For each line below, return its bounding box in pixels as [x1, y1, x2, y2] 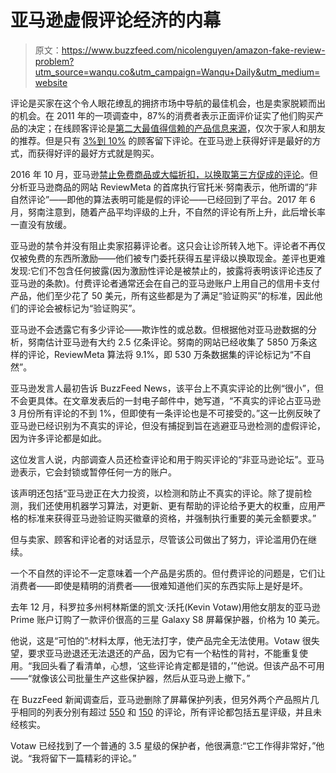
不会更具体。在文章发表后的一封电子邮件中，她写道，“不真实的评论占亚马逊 [10, 394, 322, 406]
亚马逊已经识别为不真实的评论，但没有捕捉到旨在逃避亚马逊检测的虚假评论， [10, 419, 326, 431]
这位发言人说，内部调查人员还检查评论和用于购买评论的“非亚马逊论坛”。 [10, 453, 308, 465]
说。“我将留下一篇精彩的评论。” [10, 752, 137, 764]
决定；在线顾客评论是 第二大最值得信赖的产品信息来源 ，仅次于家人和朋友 [27, 122, 326, 134]
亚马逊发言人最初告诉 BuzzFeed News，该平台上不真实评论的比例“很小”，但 [10, 382, 325, 394]
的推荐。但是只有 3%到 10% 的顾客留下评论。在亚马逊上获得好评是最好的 [10, 134, 313, 146]
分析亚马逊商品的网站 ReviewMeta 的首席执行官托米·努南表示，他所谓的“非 [10, 181, 318, 193]
